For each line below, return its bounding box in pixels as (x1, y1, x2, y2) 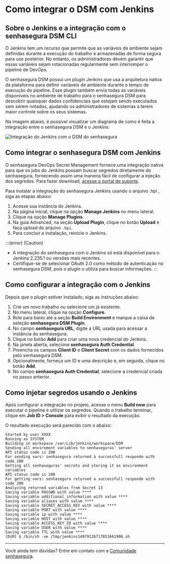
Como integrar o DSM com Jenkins (5, 4, 154, 15)
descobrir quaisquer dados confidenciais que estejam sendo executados (5, 98, 157, 104)
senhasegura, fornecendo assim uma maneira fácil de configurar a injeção (5, 172, 160, 178)
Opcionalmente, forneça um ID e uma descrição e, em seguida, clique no (12, 357, 165, 363)
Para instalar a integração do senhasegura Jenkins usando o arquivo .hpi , (5, 187, 160, 194)
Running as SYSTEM (5, 437, 44, 442)
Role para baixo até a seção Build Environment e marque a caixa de (12, 314, 155, 320)
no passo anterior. (12, 373, 51, 380)
